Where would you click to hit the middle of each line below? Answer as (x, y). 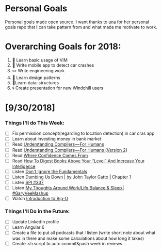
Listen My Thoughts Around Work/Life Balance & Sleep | (68, 188)
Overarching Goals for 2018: (63, 47)
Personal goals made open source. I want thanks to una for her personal (77, 22)
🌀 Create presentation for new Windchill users (57, 88)
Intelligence (24, 166)
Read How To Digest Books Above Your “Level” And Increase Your (78, 161)
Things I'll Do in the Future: (37, 211)
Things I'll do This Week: (35, 123)
